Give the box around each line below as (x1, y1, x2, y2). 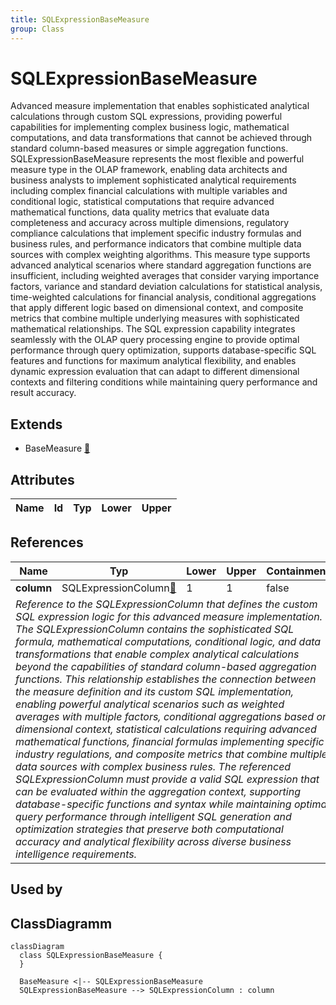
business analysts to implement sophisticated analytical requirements (10, 174, 297, 186)
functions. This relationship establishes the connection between (15, 672, 317, 686)
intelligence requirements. (15, 847, 138, 861)
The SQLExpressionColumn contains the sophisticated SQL (15, 622, 295, 636)
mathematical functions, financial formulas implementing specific (15, 734, 325, 748)
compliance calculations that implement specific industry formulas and (10, 227, 302, 240)
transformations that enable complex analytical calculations (15, 647, 300, 661)
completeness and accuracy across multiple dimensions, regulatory (10, 217, 290, 229)
